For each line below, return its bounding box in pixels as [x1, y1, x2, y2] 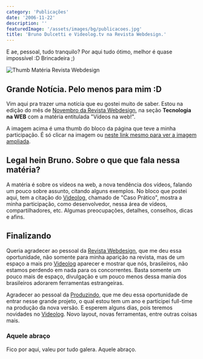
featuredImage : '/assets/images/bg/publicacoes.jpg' [6, 26, 142, 32]
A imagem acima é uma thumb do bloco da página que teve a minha [6, 125, 176, 132]
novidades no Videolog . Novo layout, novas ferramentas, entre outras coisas [6, 310, 198, 318]
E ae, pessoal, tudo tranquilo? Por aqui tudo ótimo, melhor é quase [6, 48, 173, 55]
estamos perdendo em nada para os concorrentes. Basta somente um [6, 266, 181, 273]
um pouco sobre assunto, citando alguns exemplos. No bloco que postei [6, 187, 187, 194]
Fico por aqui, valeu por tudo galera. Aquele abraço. [6, 346, 136, 353]
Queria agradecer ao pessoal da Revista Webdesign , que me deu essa [6, 247, 182, 254]
